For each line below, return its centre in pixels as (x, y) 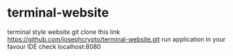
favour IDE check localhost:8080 (54, 46)
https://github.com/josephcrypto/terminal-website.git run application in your (116, 39)
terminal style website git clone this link (64, 32)
